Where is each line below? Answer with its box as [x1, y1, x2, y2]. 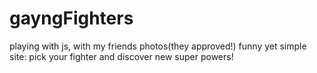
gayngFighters [9, 7, 134, 30]
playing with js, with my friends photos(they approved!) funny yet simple [9, 40, 307, 52]
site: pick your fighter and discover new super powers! [9, 50, 234, 62]
